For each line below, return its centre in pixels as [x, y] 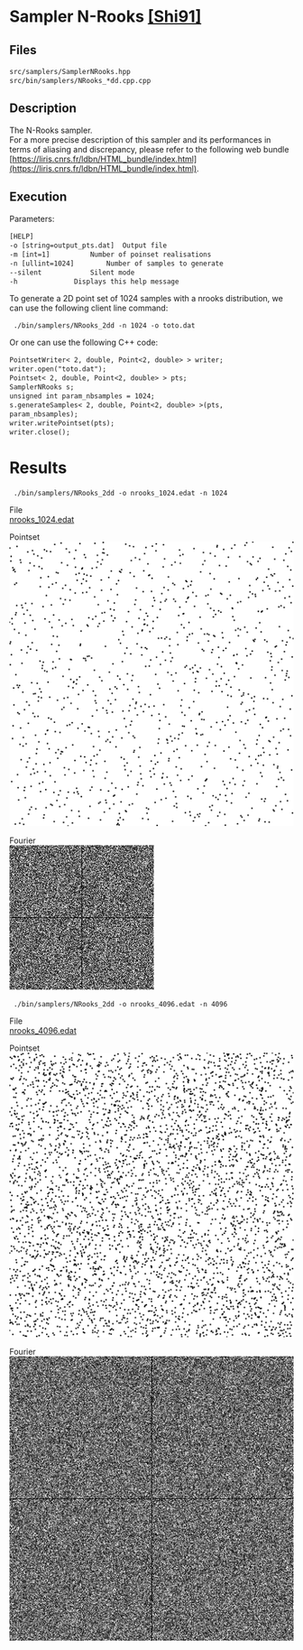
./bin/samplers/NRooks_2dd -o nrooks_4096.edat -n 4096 [120, 1004]
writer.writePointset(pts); [62, 423]
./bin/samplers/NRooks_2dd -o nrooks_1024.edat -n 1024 [120, 493]
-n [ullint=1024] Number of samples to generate [116, 264]
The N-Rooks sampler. [51, 130]
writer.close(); [40, 432]
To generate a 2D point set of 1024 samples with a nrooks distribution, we [147, 298]
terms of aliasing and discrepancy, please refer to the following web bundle [149, 149]
